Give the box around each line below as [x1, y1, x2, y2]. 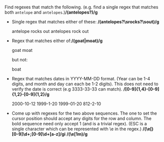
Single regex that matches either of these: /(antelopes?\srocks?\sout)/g [11, 19, 160, 24]
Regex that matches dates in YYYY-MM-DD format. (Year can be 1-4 [11, 76, 150, 81]
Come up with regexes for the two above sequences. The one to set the [11, 110, 157, 116]
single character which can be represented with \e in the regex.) [11, 126, 142, 132]
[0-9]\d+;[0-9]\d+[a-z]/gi [11, 131, 66, 137]
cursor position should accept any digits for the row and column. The [11, 116, 152, 121]
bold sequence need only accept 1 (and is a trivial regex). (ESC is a [11, 121, 147, 126]
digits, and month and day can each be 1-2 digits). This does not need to [11, 81, 159, 87]
